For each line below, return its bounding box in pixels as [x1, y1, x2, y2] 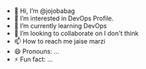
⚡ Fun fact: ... [13, 55, 53, 63]
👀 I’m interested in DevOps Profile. [13, 14, 114, 23]
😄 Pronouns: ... [13, 47, 60, 56]
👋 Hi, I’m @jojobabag [13, 7, 75, 15]
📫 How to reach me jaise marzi [13, 37, 106, 45]
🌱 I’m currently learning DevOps [13, 22, 107, 30]
